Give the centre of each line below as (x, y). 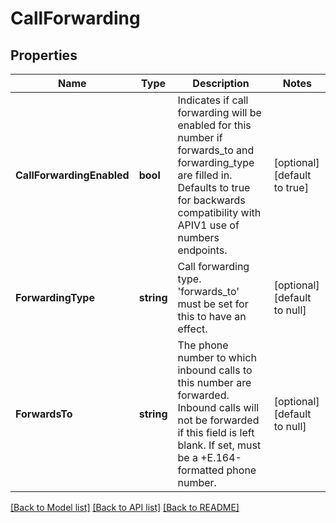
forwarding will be (219, 112)
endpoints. (202, 250)
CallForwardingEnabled (72, 175)
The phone (203, 345)
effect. (192, 329)
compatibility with (219, 212)
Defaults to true (214, 187)
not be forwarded (218, 420)
